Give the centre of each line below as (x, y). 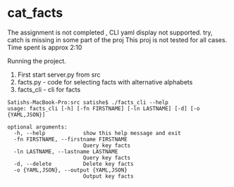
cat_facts (35, 13)
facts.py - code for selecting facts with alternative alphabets (105, 82)
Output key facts (108, 176)
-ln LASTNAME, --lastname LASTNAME (66, 151)
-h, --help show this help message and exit (97, 133)
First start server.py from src (59, 75)
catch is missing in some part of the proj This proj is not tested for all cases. (117, 39)
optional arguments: (38, 127)
